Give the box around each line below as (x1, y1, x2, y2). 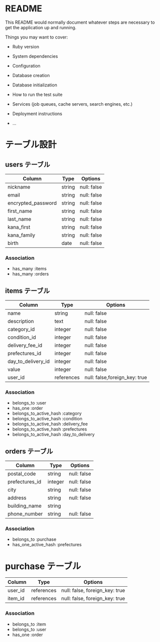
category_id (7, 326, 35, 333)
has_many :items (12, 266, 47, 272)
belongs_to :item (12, 621, 46, 627)
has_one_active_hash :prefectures (12, 542, 82, 548)
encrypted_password (7, 200, 57, 206)
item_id (7, 595, 25, 602)
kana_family (7, 232, 36, 239)
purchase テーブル (5, 561, 81, 572)
